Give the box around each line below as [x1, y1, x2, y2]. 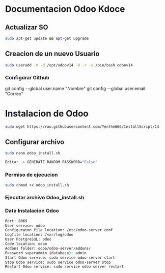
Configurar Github [5, 74, 50, 81]
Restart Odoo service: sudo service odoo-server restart [5, 264, 124, 269]
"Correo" [5, 91, 24, 96]
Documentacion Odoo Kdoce [5, 3, 125, 15]
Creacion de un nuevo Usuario [5, 50, 100, 58]
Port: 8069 [5, 218, 27, 223]
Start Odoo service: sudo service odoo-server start [5, 255, 115, 260]
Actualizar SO [5, 23, 48, 31]
